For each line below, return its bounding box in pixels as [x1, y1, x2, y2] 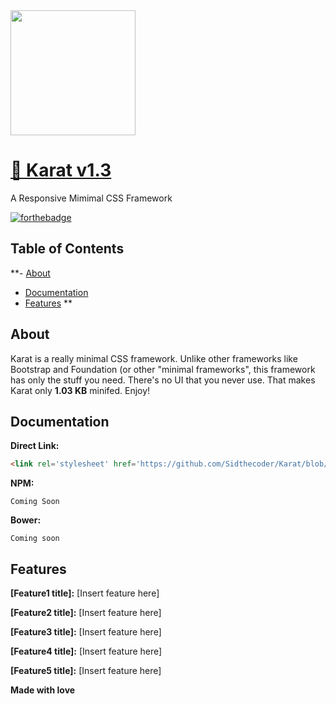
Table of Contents [10, 240, 125, 258]
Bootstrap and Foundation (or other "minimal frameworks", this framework [10, 363, 316, 375]
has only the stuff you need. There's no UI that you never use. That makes [10, 374, 316, 386]
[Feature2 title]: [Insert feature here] [10, 607, 162, 619]
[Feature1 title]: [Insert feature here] [10, 587, 160, 599]
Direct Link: [10, 440, 60, 452]
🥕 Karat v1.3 [10, 159, 112, 182]
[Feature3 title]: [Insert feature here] [10, 626, 162, 638]
